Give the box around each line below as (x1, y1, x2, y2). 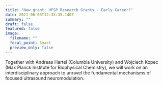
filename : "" (10, 36, 38, 41)
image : (5, 31, 19, 36)
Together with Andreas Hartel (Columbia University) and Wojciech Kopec (5, 59, 159, 65)
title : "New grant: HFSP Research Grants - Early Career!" (5, 7, 133, 13)
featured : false (5, 26, 40, 31)
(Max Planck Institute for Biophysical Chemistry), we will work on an (5, 64, 148, 70)
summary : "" (5, 17, 31, 22)
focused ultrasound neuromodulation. (5, 75, 85, 81)
